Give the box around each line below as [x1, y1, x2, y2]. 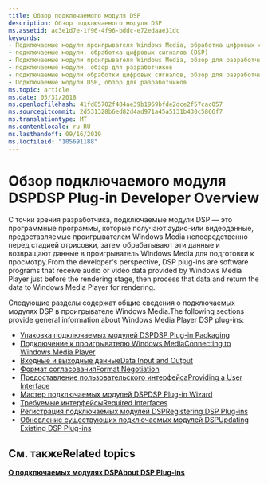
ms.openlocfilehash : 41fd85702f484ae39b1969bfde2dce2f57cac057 [8, 100, 223, 108]
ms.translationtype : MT [8, 115, 88, 123]
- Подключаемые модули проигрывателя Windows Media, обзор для [8, 57, 223, 65]
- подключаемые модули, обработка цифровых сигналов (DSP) [8, 49, 209, 57]
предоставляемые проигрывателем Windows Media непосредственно [8, 232, 249, 241]
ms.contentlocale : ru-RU [8, 123, 91, 131]
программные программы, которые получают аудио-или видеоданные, [8, 224, 254, 233]
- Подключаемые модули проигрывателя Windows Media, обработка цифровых [8, 41, 255, 49]
